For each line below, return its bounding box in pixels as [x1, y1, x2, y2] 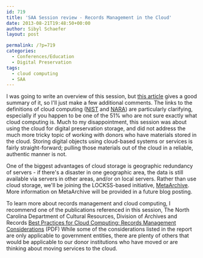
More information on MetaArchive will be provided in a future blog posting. [6, 188, 193, 196]
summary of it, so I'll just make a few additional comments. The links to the [6, 99, 193, 107]
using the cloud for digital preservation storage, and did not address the [6, 125, 186, 132]
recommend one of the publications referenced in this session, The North [6, 207, 190, 214]
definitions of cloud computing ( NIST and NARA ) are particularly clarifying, [6, 105, 193, 113]
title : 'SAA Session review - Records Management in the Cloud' [6, 15, 172, 21]
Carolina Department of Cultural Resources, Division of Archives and [6, 213, 178, 220]
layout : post [6, 31, 39, 38]
